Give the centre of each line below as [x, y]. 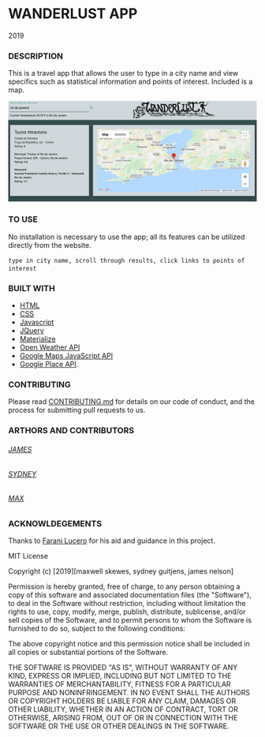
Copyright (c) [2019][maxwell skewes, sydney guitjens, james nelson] [121, 571]
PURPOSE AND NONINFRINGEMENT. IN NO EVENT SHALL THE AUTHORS [129, 693]
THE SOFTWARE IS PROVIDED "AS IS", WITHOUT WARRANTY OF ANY [123, 668]
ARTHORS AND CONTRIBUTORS [71, 431]
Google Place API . [49, 365]
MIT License [28, 556]
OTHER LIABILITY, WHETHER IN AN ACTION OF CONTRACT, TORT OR [123, 709]
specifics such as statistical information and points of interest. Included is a [131, 82]
